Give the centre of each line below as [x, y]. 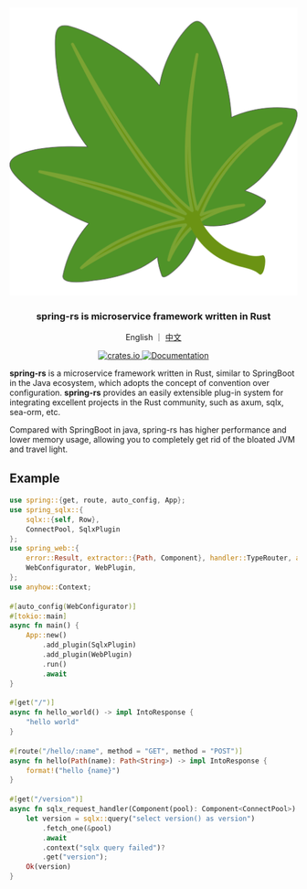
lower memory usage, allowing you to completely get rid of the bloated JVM [152, 440]
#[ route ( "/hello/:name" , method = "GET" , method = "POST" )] [127, 751]
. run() [55, 664]
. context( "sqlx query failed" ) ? [104, 848]
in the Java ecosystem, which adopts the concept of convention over [139, 383]
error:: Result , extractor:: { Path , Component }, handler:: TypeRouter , [159, 558]
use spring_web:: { [44, 549]
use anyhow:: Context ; [51, 587]
